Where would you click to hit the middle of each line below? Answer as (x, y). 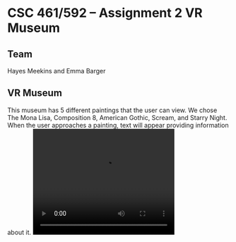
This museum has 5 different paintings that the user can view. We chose (112, 110)
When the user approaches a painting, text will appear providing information (118, 125)
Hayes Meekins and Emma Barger (57, 71)
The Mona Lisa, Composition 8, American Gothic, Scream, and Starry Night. (117, 117)
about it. (19, 232)
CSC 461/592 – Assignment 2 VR (105, 13)
